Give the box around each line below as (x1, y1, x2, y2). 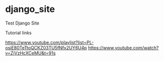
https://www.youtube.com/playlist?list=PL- (5, 39, 94, 45)
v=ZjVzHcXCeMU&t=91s (5, 50, 56, 56)
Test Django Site (5, 20, 39, 26)
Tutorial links (5, 29, 32, 35)
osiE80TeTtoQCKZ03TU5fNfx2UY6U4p (5, 44, 87, 50)
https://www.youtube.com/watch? (88, 44, 159, 50)
